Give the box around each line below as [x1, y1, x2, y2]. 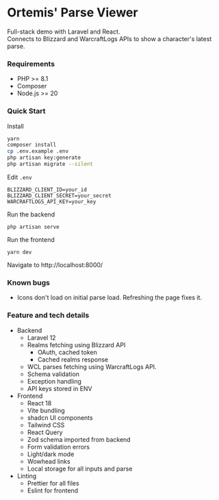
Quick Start [7, 106, 46, 116]
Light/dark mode [27, 450, 75, 458]
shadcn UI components [27, 413, 94, 422]
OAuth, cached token [37, 348, 97, 356]
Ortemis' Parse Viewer [7, 5, 138, 21]
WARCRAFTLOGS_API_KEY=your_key [7, 198, 96, 205]
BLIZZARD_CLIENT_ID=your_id [7, 186, 88, 193]
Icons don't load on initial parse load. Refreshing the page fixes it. [16, 293, 203, 302]
